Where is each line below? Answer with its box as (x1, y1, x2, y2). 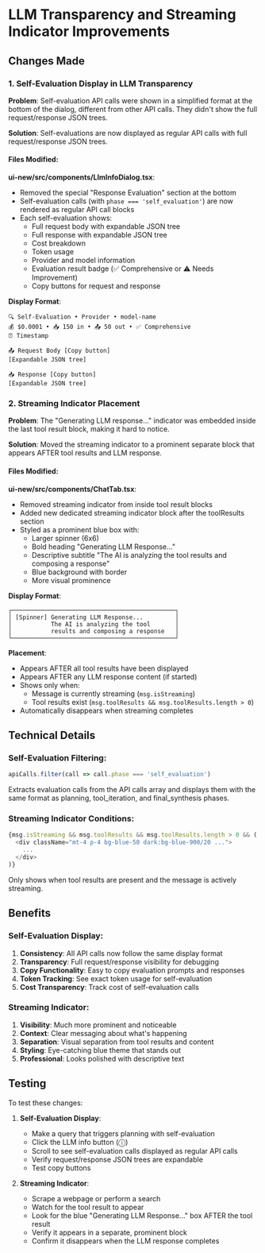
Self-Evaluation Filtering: (8, 752, 107, 764)
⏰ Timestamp (8, 332, 49, 340)
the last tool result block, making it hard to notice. (8, 424, 170, 434)
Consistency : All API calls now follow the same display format (19, 948, 224, 958)
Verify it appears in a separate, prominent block (31, 1228, 188, 1237)
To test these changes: (8, 1098, 83, 1108)
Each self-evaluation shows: (19, 213, 113, 223)
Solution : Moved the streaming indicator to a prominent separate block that (8, 439, 255, 450)
